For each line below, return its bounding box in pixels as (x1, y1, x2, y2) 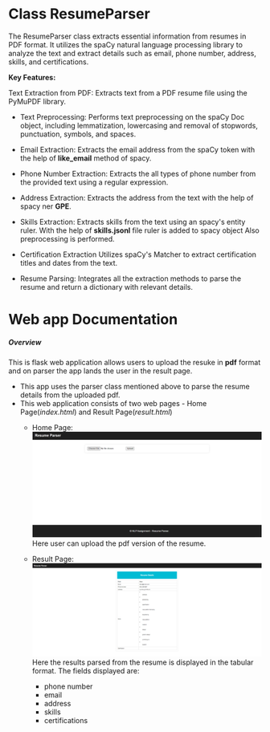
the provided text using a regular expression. (19, 177, 169, 187)
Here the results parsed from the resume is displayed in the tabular (31, 657, 254, 667)
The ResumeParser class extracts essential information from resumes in (8, 31, 247, 41)
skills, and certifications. (8, 57, 89, 67)
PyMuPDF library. (8, 96, 67, 106)
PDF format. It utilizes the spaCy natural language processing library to (8, 39, 243, 49)
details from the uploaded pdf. (19, 390, 121, 400)
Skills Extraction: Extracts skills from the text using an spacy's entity (19, 217, 246, 226)
